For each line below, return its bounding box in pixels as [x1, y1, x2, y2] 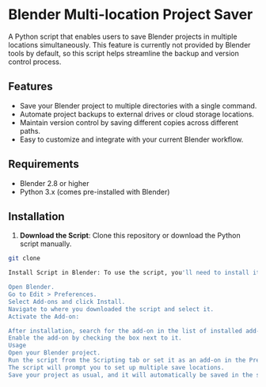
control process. [8, 57, 62, 66]
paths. [19, 126, 41, 135]
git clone [8, 255, 41, 263]
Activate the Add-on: [8, 313, 80, 321]
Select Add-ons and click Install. [8, 298, 126, 305]
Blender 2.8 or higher [19, 178, 89, 188]
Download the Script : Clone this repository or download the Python [19, 231, 241, 241]
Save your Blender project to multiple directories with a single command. [19, 101, 257, 110]
